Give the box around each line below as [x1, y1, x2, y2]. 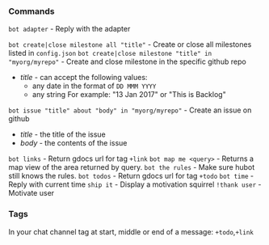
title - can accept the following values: [19, 73, 148, 82]
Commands [8, 6, 55, 17]
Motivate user [8, 188, 55, 198]
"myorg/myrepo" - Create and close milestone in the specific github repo [8, 57, 246, 66]
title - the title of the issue [19, 129, 107, 139]
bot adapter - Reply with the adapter [8, 24, 131, 34]
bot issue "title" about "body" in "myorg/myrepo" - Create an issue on [8, 105, 252, 115]
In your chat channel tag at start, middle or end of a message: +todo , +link [8, 226, 254, 236]
